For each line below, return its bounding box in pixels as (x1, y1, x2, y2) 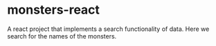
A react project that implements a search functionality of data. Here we (7, 25, 210, 33)
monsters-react (7, 2, 100, 18)
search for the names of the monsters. (7, 32, 117, 40)
